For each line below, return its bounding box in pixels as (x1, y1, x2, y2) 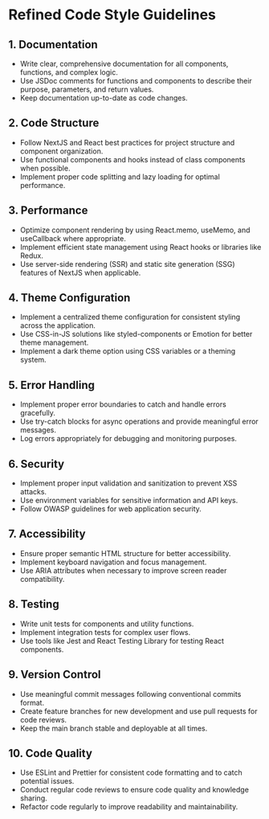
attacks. (19, 487, 47, 497)
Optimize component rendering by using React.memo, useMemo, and (19, 225, 251, 235)
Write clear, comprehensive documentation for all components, (19, 59, 229, 68)
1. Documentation (8, 38, 98, 51)
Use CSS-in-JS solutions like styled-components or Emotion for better (19, 330, 253, 339)
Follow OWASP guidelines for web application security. (19, 504, 202, 514)
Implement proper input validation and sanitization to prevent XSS (19, 478, 238, 488)
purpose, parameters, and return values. (19, 84, 154, 94)
